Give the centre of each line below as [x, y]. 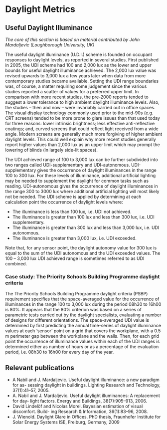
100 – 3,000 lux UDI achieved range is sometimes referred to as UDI [75, 258]
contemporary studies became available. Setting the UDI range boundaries [82, 81]
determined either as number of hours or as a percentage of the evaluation [82, 347]
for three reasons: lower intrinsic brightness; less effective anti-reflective [80, 123]
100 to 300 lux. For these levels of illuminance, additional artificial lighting [81, 175]
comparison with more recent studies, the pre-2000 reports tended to [77, 97]
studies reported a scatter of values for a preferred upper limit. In [72, 92]
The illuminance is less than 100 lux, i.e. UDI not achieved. [72, 212]
